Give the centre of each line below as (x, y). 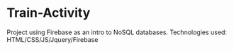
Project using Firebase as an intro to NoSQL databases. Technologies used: (117, 32)
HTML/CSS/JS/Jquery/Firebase (52, 39)
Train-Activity (49, 13)
